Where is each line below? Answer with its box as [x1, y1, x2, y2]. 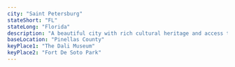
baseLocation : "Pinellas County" [7, 36, 105, 43]
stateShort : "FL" [7, 17, 58, 24]
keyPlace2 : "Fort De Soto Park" [7, 50, 101, 57]
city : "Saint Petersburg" [7, 10, 83, 17]
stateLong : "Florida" [7, 23, 71, 30]
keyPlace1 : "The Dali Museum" [7, 43, 96, 50]
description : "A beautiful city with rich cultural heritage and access [7, 29, 224, 37]
